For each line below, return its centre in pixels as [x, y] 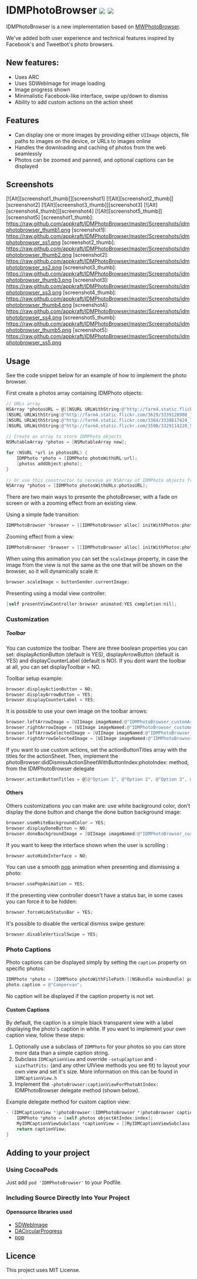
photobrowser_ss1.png [33, 243]
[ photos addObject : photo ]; [50, 464]
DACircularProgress [38, 1231]
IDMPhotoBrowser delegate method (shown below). [77, 1090]
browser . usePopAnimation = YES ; [45, 884]
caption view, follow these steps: [45, 1035]
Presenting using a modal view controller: [56, 593]
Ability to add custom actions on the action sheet [74, 102]
